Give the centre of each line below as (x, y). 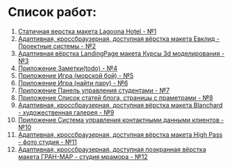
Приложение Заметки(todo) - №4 (67, 68)
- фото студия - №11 (47, 142)
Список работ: (52, 12)
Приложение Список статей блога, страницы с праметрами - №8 (116, 97)
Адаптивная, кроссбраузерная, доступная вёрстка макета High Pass (120, 134)
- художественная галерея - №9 (66, 112)
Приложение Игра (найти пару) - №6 (73, 83)
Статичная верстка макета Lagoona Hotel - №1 (87, 31)
